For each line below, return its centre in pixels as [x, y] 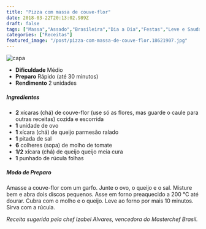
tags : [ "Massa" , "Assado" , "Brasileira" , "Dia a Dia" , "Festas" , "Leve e [96, 29]
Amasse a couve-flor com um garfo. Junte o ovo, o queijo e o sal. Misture [99, 187]
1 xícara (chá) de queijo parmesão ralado [67, 132]
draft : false [23, 23]
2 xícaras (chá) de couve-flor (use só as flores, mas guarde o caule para [107, 112]
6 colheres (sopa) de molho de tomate [63, 145]
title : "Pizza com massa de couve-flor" [59, 12]
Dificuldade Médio [39, 70]
